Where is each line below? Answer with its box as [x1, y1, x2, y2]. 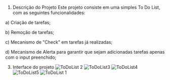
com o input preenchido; [5, 54, 57, 60]
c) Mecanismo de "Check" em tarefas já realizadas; [5, 39, 113, 45]
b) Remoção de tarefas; [5, 29, 55, 35]
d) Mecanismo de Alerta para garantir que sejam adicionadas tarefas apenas [5, 49, 165, 55]
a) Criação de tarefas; [5, 20, 51, 25]
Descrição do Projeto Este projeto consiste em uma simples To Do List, [12, 5, 160, 10]
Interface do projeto [12, 64, 55, 70]
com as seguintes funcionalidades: [12, 10, 86, 16]
